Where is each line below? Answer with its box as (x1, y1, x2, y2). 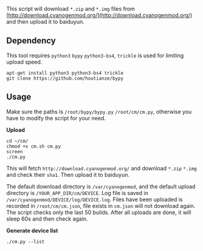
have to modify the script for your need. (6, 114, 106, 122)
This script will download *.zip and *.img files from (6, 5, 136, 12)
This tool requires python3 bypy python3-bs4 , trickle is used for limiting (6, 52, 184, 59)
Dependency (6, 36, 56, 46)
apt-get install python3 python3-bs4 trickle (6, 70, 123, 76)
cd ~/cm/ (6, 138, 29, 144)
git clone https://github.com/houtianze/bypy (6, 75, 123, 81)
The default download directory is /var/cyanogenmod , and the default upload (6, 182, 196, 190)
